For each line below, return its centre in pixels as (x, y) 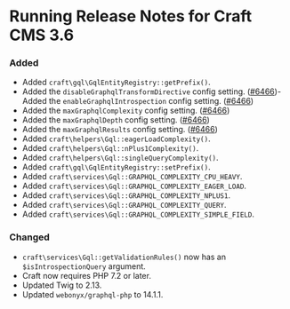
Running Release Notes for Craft (131, 16)
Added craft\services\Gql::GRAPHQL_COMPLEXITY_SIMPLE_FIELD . (138, 214)
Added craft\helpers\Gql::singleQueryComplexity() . (120, 158)
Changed (30, 237)
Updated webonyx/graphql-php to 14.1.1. (93, 294)
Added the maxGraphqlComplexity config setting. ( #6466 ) (126, 111)
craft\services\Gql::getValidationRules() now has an (124, 257)
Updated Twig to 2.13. (62, 285)
